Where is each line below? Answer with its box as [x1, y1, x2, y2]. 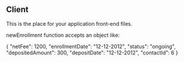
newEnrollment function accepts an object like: [6, 32, 120, 39]
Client [6, 5, 29, 15]
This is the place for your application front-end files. [6, 20, 133, 27]
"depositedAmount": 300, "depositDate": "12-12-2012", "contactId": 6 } [6, 49, 178, 56]
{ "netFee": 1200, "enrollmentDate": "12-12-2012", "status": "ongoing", [6, 43, 176, 50]
